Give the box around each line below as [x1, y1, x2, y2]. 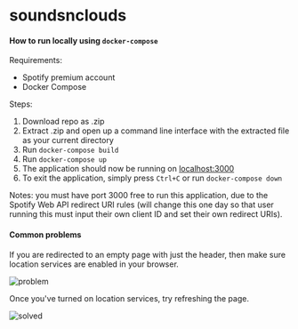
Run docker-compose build [21, 144, 119, 156]
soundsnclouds [9, 5, 127, 26]
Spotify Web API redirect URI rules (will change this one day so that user [9, 199, 274, 210]
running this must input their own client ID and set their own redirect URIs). [9, 209, 283, 220]
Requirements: [9, 55, 62, 66]
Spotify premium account [21, 72, 116, 83]
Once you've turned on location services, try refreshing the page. [9, 293, 249, 303]
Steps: [9, 99, 33, 109]
